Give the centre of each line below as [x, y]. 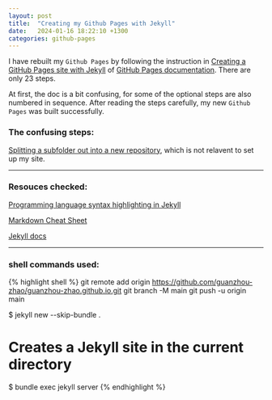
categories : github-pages [52, 38]
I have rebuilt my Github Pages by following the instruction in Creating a [127, 61]
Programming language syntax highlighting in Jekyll [95, 204]
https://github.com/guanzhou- [202, 282]
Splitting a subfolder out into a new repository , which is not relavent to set [131, 149]
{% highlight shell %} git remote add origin [79, 282]
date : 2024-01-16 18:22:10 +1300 [68, 31]
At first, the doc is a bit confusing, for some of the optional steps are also [130, 95]
